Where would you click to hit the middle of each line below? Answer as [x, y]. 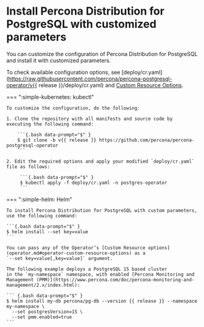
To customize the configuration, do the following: [73, 108]
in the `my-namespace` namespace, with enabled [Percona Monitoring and [100, 274]
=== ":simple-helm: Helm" [39, 199]
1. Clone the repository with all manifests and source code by [90, 119]
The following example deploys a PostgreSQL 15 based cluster [87, 269]
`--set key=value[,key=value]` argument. [60, 258]
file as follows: [28, 167]
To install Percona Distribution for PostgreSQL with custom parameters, [102, 210]
